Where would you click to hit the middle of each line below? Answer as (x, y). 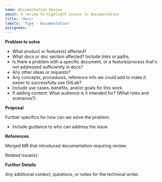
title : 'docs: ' (22, 19)
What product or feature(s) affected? (49, 52)
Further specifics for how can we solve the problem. (58, 117)
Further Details (21, 165)
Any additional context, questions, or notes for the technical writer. (72, 174)
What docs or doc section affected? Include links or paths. (71, 56)
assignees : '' (20, 28)
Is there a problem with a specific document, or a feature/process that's (85, 62)
